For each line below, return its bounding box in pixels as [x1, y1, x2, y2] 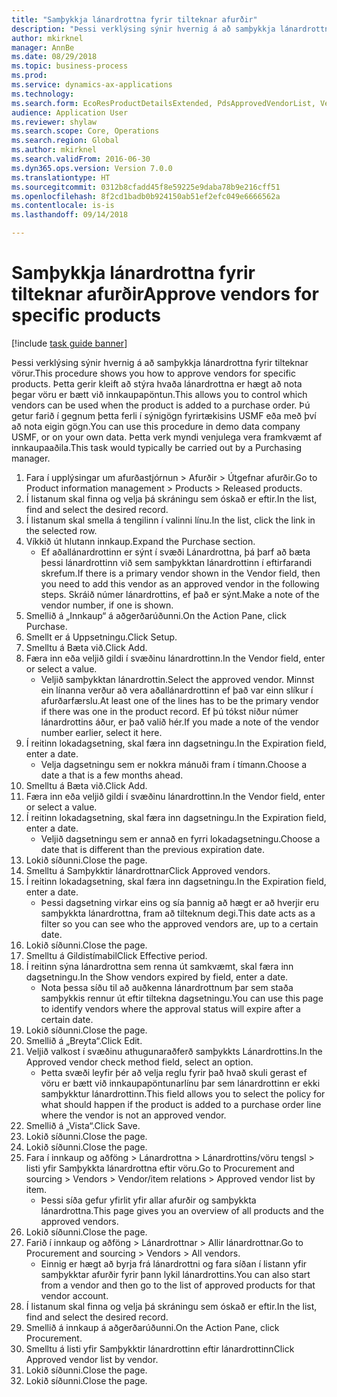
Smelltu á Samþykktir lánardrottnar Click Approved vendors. [25, 864, 271, 876]
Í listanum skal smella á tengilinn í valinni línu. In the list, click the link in [25, 514, 316, 526]
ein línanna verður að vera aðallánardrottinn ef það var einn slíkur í [40, 684, 314, 696]
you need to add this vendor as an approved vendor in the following [40, 577, 320, 590]
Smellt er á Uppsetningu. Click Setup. [25, 631, 178, 643]
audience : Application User [11, 107, 129, 118]
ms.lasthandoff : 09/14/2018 [11, 210, 129, 220]
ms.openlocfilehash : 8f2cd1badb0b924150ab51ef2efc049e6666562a [11, 191, 281, 201]
